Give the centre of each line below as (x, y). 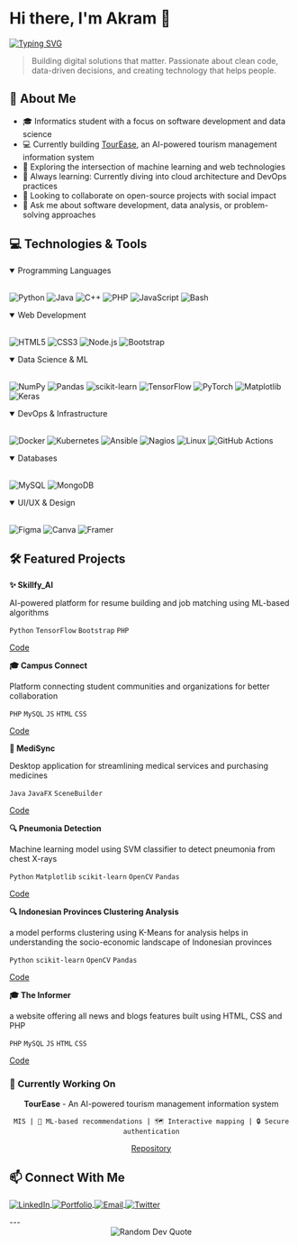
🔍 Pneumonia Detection (55, 828)
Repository (151, 1148)
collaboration (34, 696)
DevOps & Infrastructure (63, 413)
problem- (251, 205)
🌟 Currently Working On (63, 1084)
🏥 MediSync (32, 748)
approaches (74, 215)
